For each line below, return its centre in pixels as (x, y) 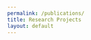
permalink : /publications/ (46, 13)
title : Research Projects (44, 20)
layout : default (30, 26)
